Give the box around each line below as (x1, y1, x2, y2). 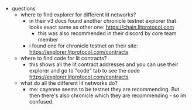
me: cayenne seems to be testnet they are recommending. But (29, 86, 180, 92)
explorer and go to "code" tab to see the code (29, 67, 140, 74)
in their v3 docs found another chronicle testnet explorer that (29, 18, 177, 24)
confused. (29, 98, 54, 105)
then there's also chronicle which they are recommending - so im (29, 92, 186, 99)
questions (11, 5, 36, 12)
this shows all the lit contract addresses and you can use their (29, 61, 179, 68)
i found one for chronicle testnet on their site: (29, 42, 139, 49)
